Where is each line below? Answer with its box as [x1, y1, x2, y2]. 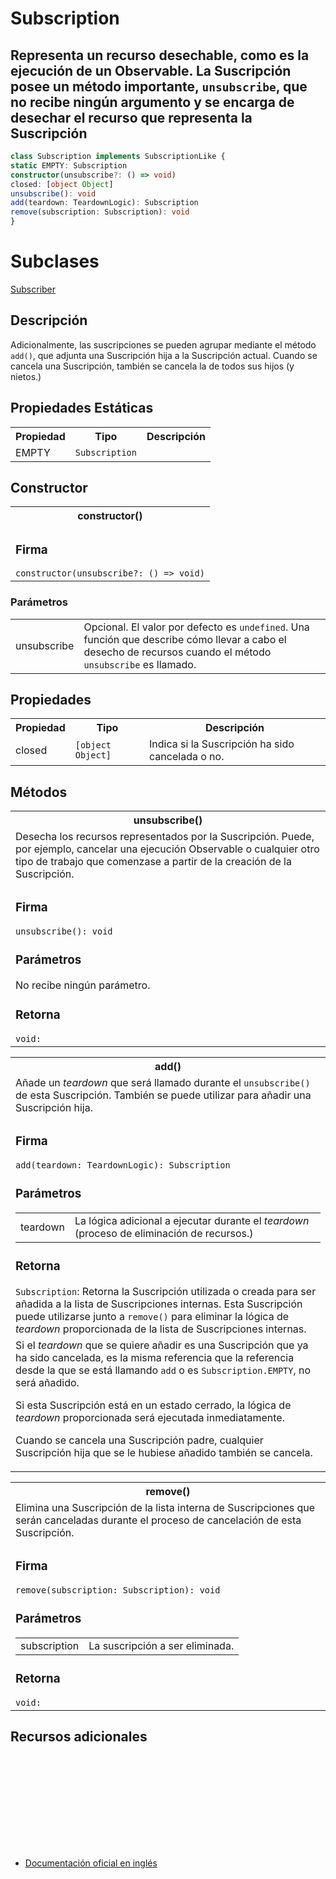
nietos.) [10, 370, 42, 382]
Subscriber [10, 283, 57, 295]
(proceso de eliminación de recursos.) [74, 1226, 254, 1240]
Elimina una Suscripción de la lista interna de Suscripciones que [15, 1500, 316, 1514]
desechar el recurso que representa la [10, 109, 253, 126]
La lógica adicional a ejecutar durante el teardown [74, 1213, 310, 1227]
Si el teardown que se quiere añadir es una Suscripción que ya [15, 1338, 309, 1352]
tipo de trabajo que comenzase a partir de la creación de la [15, 855, 292, 869]
